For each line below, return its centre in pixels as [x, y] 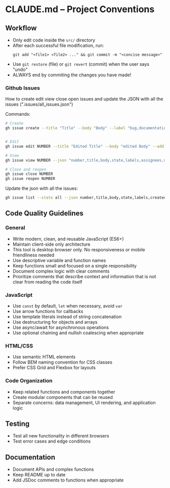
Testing [17, 424]
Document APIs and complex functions [53, 469]
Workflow [21, 28]
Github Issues [23, 88]
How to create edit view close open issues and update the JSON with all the [84, 99]
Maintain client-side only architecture [51, 244]
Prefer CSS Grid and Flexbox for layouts [54, 368]
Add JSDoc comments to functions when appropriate [68, 480]
